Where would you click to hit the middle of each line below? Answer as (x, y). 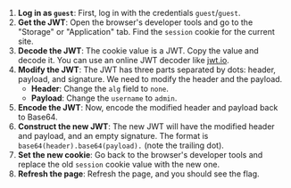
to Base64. (37, 117)
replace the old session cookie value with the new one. (119, 164)
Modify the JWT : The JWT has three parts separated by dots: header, (147, 69)
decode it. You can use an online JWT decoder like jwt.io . (123, 60)
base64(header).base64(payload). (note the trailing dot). (121, 145)
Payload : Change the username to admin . (104, 98)
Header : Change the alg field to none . (100, 89)
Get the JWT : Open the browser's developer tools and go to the (135, 22)
